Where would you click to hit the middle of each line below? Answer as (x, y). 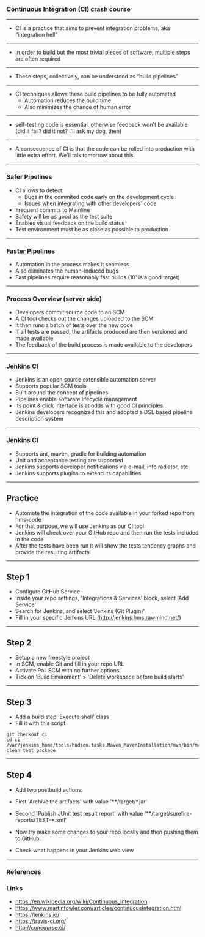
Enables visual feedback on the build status (70, 223)
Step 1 (18, 577)
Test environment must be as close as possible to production (92, 229)
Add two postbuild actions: (49, 789)
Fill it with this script (40, 723)
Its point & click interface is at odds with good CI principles (89, 405)
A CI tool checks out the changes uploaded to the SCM (84, 319)
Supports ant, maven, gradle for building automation (81, 453)
